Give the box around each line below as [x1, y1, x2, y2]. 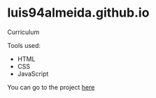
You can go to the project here [7, 83, 95, 91]
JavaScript [17, 70, 49, 78]
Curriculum [7, 28, 40, 36]
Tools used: [7, 41, 41, 49]
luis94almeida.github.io [7, 5, 150, 21]
